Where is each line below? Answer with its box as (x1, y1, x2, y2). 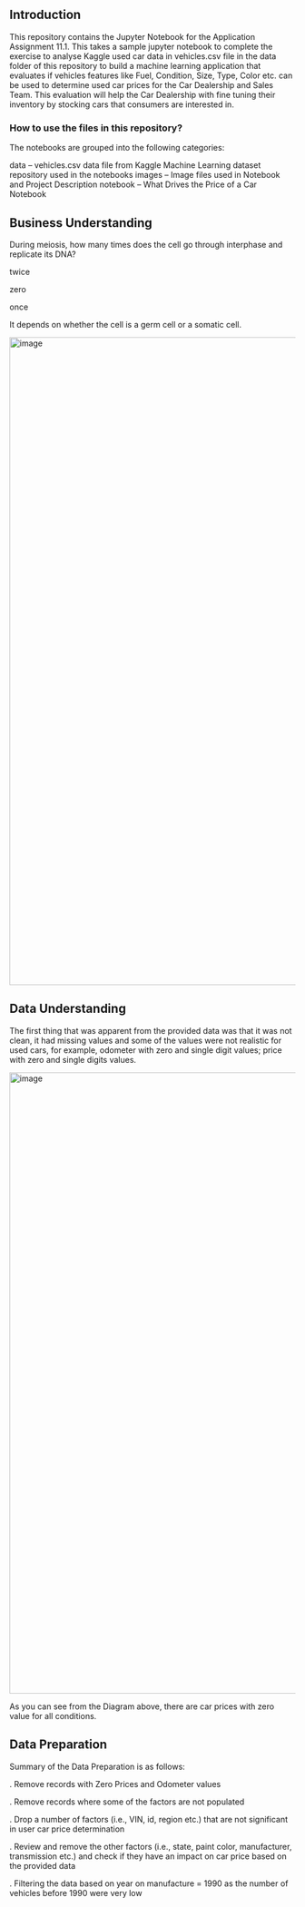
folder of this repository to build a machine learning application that (9, 60, 261, 71)
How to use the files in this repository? (9, 122, 183, 134)
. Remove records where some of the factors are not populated (9, 1796, 245, 1807)
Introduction (9, 7, 82, 23)
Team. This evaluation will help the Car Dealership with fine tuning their (9, 89, 276, 100)
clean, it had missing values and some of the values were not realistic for (9, 1035, 282, 1046)
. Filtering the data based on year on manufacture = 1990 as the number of (9, 1878, 289, 1889)
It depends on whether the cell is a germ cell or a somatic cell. (9, 319, 242, 329)
